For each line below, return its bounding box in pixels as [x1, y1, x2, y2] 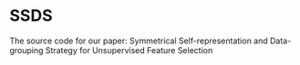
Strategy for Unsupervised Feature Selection [45, 44, 213, 55]
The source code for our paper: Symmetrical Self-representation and [9, 35, 269, 46]
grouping [9, 44, 44, 55]
